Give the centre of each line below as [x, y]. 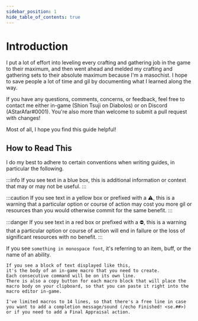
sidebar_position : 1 [32, 12]
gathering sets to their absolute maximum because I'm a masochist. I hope [97, 75]
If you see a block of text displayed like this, [69, 266]
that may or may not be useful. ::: [46, 186]
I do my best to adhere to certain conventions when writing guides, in [91, 163]
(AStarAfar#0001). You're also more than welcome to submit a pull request [97, 112]
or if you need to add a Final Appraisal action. [69, 312]
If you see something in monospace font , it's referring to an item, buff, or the [99, 248]
